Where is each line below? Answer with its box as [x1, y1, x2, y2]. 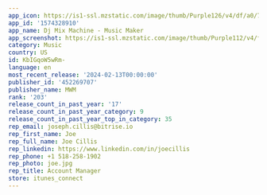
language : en [8, 64, 52, 72]
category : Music [8, 41, 62, 49]
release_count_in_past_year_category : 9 [8, 108, 145, 116]
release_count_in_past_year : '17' [8, 100, 123, 108]
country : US [8, 49, 48, 57]
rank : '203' [8, 93, 48, 101]
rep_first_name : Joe [8, 130, 77, 138]
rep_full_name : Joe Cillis [8, 137, 98, 146]
